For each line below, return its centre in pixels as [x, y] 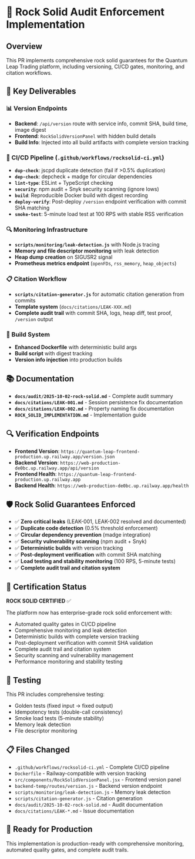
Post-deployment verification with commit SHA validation [84, 643]
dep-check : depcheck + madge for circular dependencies [83, 177]
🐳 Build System [28, 334]
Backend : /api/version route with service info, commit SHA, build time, [101, 124]
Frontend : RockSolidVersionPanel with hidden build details [85, 136]
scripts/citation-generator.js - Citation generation [78, 798]
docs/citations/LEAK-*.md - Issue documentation [74, 811]
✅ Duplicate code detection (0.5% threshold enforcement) [86, 528]
